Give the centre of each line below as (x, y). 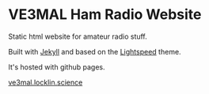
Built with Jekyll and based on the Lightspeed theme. (95, 51)
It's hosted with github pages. (57, 67)
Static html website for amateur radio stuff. (78, 36)
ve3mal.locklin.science (46, 82)
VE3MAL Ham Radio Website (105, 15)
